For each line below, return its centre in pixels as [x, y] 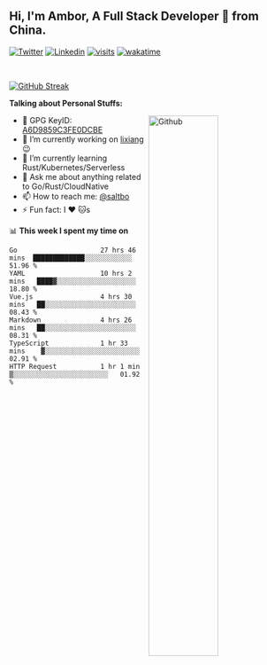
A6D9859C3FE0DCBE [62, 129]
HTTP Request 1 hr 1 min [75, 366]
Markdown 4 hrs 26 [71, 320]
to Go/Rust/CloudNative [65, 186]
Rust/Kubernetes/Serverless [73, 167]
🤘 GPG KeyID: [47, 120]
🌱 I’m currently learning [65, 158]
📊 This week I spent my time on [69, 231]
